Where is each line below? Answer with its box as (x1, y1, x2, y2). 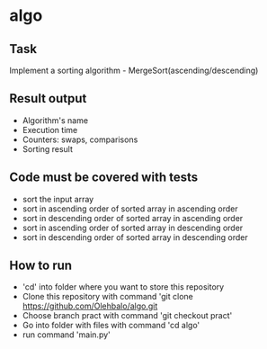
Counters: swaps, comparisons (22, 134, 138, 145)
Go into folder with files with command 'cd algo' (22, 320, 200, 331)
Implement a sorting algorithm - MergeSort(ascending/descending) (9, 65, 259, 76)
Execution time (22, 124, 78, 135)
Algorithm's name (22, 114, 88, 126)
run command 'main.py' (22, 329, 111, 340)
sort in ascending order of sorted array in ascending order (22, 203, 238, 214)
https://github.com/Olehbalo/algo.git (22, 300, 158, 311)
